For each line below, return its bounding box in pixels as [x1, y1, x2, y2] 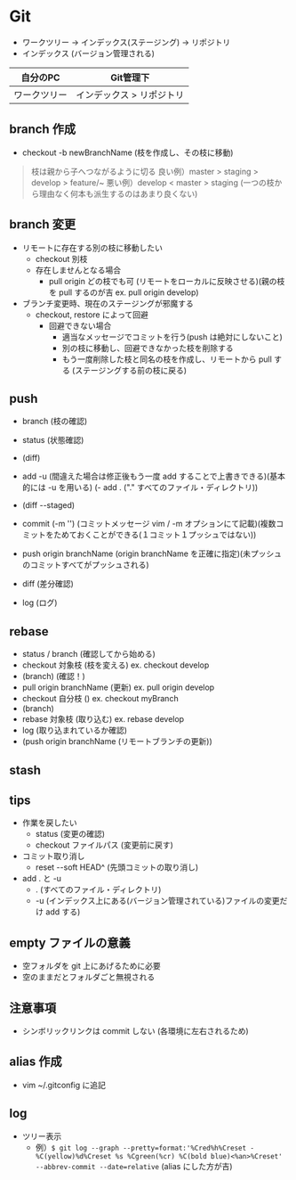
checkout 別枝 [35, 253, 88, 264]
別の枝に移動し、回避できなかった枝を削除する [61, 342, 234, 353]
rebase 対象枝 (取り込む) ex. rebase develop [21, 714, 185, 725]
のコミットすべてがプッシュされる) [21, 560, 149, 570]
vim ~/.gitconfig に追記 [21, 1079, 107, 1090]
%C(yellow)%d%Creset [35, 1151, 112, 1160]
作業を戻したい [21, 817, 77, 828]
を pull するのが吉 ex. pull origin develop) [48, 287, 199, 298]
